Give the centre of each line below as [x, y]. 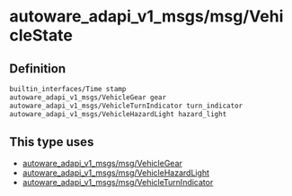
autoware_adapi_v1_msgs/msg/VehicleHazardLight [115, 173]
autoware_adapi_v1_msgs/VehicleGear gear [88, 97]
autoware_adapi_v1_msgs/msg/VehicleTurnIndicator [118, 183]
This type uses [52, 142]
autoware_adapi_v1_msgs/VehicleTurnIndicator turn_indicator [126, 106]
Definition [37, 68]
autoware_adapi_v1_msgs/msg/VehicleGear [102, 164]
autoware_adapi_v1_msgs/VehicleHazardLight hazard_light [118, 114]
